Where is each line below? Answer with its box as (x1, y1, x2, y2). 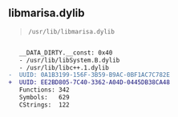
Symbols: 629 (18, 94, 70, 102)
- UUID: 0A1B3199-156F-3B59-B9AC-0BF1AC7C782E (8, 71, 171, 79)
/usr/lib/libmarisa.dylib (27, 27, 115, 35)
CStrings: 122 (18, 100, 70, 109)
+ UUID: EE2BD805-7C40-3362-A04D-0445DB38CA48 (8, 79, 171, 87)
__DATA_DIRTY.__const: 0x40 (18, 48, 113, 57)
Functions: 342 (18, 86, 70, 95)
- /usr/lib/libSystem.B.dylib (18, 56, 120, 64)
